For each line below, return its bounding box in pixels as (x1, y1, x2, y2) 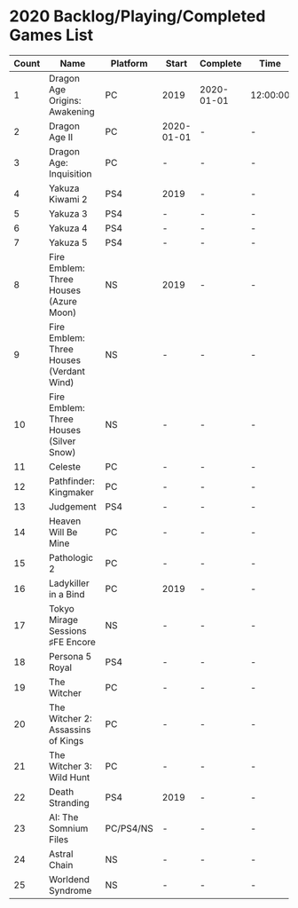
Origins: (48, 94, 82, 107)
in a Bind (48, 588, 85, 600)
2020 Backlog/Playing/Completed (9, 6, 266, 27)
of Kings (48, 734, 84, 746)
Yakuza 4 (48, 222, 88, 234)
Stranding (48, 796, 90, 809)
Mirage (48, 613, 78, 626)
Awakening (48, 105, 95, 117)
